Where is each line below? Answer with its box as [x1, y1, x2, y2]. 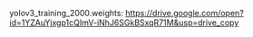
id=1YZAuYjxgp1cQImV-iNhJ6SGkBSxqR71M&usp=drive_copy [9, 17, 239, 28]
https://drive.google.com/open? [125, 8, 245, 18]
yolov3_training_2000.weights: [9, 8, 124, 18]
